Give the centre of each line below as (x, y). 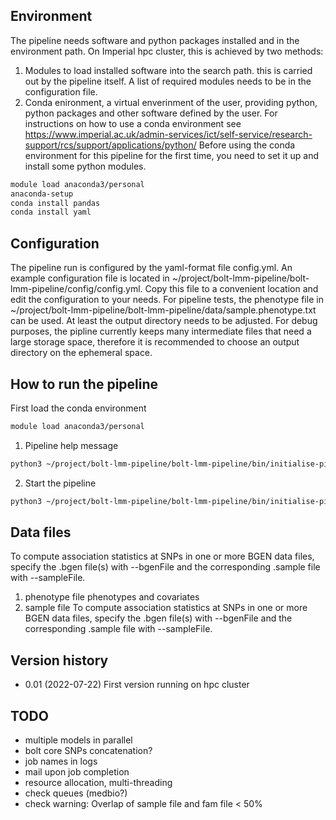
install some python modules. (85, 166)
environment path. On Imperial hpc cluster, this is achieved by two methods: (167, 51)
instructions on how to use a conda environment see (133, 123)
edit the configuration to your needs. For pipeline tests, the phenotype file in (167, 300)
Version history (59, 660)
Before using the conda (247, 145)
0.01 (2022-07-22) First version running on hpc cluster (137, 685)
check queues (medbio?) (76, 793)
